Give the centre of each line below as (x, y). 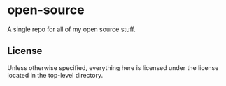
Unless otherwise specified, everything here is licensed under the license (113, 67)
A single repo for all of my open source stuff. (72, 29)
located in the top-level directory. (55, 75)
